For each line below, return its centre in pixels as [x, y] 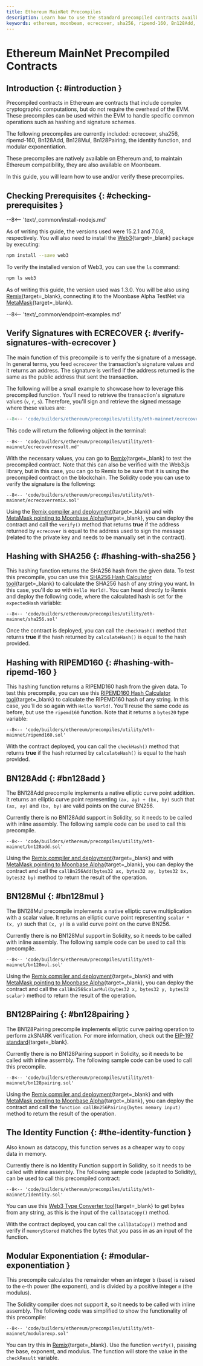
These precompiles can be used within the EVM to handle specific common [100, 116]
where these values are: [36, 408]
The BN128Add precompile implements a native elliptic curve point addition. [101, 793]
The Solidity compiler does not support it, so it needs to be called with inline [101, 1305]
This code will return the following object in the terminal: [76, 430]
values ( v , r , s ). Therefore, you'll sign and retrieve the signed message [94, 401]
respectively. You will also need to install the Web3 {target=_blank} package [100, 238]
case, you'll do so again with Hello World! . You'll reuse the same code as [98, 706]
